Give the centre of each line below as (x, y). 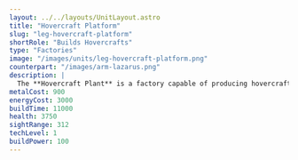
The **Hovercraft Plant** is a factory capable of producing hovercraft (154, 84)
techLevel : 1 (33, 133)
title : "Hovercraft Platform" (65, 26)
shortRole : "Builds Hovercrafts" (71, 42)
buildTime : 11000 (41, 108)
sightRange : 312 (39, 125)
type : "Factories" (43, 51)
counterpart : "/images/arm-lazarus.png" (85, 68)
